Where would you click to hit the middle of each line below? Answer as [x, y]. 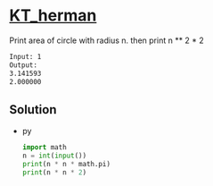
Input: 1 [25, 56]
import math [44, 148]
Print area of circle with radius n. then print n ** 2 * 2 [107, 40]
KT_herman [53, 16]
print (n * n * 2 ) [54, 172]
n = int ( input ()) [54, 156]
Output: [24, 65]
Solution [33, 110]
